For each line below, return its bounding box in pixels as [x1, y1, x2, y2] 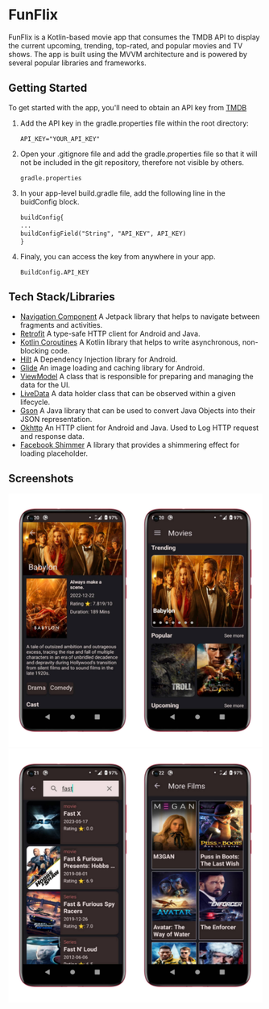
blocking [19, 345, 50, 355]
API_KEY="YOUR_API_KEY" [19, 134, 101, 143]
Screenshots [8, 471, 74, 485]
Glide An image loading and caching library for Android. [19, 362, 205, 372]
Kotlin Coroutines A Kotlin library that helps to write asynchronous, [19, 337, 241, 347]
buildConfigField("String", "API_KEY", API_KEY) [19, 230, 187, 238]
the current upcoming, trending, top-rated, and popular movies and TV [8, 40, 243, 50]
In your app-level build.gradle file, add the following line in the [19, 188, 226, 198]
